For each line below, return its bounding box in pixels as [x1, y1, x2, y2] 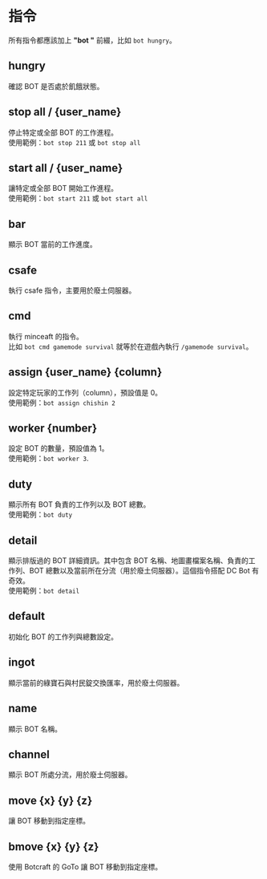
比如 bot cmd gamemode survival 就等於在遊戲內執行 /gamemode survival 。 [8, 342, 253, 351]
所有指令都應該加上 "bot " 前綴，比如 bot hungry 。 [8, 35, 176, 45]
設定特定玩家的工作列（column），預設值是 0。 [8, 387, 163, 397]
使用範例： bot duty [8, 510, 73, 520]
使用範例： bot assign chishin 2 [8, 398, 116, 407]
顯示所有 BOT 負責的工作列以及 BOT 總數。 [8, 500, 151, 509]
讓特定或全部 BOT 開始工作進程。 [8, 184, 119, 193]
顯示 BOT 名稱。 [8, 723, 63, 734]
